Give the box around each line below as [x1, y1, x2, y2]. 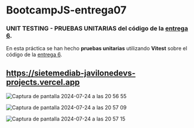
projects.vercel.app [6, 77, 81, 87]
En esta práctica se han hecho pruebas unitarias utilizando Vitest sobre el [6, 45, 188, 52]
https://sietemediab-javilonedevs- [6, 68, 136, 78]
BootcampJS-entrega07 [6, 4, 127, 17]
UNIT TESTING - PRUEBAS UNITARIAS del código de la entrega [6, 25, 188, 33]
